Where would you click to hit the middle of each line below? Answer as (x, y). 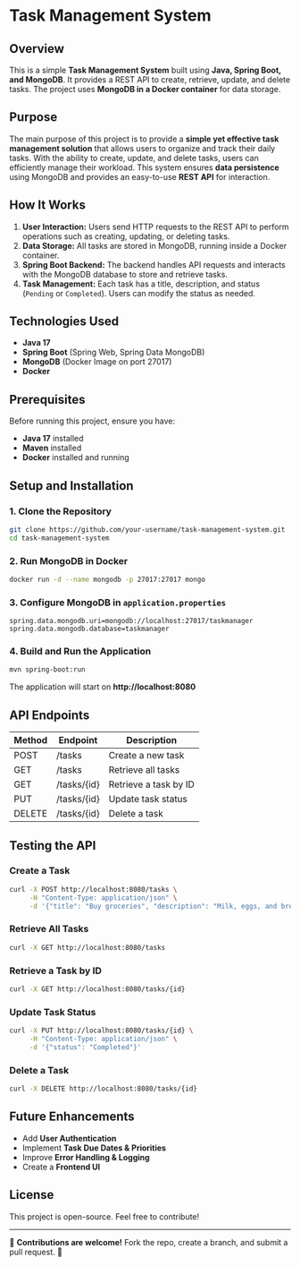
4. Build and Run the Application (80, 652)
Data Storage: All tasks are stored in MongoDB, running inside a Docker (154, 245)
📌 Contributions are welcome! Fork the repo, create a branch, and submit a (149, 1242)
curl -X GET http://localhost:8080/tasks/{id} (97, 989)
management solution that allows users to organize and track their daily (142, 148)
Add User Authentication (69, 1138)
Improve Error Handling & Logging (86, 1157)
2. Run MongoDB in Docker (68, 560)
